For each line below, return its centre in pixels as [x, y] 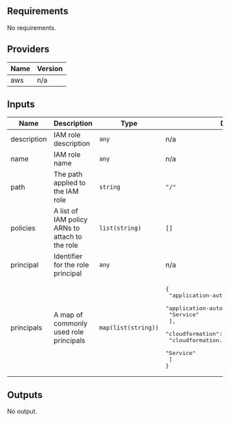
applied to [70, 183]
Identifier [68, 256]
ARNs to [67, 228]
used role [69, 332]
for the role [71, 265]
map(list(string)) [129, 327]
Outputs [25, 395]
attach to [68, 237]
